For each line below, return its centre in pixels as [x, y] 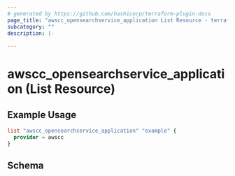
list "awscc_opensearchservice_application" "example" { [92, 131]
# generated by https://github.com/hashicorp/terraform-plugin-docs [109, 14]
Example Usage [42, 115]
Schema [26, 166]
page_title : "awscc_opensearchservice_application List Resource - [108, 20]
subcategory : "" [31, 27]
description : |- [31, 33]
